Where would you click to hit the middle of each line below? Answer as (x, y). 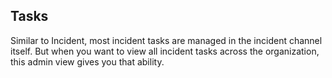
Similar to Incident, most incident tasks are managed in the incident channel (166, 40)
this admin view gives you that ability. (87, 61)
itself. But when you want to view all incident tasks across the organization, (165, 51)
